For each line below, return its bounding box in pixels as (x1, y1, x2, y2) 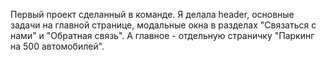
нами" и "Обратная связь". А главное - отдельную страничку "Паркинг (10, 30, 315, 41)
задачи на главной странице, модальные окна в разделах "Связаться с (10, 19, 317, 31)
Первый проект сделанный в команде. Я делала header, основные (10, 9, 295, 20)
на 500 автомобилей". (10, 40, 105, 52)
